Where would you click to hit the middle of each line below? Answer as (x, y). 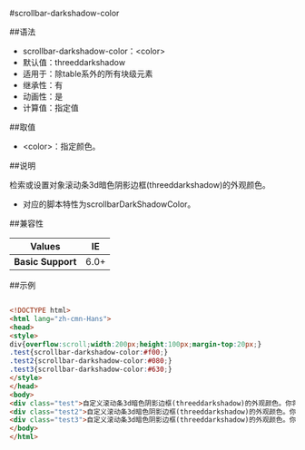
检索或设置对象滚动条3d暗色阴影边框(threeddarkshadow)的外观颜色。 (140, 185)
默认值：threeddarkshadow (74, 62)
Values (45, 246)
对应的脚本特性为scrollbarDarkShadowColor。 (109, 204)
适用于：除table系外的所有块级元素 (88, 73)
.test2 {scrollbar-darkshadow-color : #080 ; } (91, 361)
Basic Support (45, 262)
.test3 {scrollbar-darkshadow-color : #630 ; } (91, 370)
